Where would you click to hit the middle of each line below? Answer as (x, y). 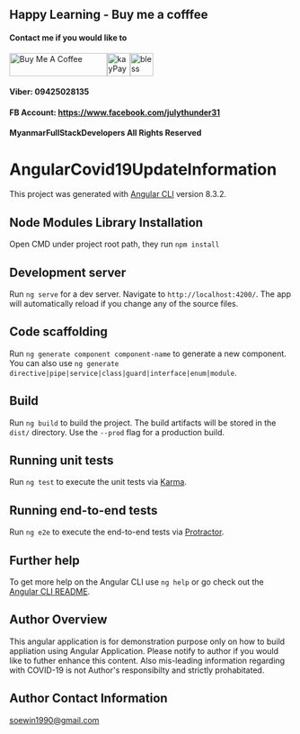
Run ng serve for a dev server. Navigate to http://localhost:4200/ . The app (150, 294)
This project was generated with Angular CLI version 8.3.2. (118, 194)
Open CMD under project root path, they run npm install (115, 244)
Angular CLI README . (50, 591)
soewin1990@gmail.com (54, 720)
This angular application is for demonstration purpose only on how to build (147, 641)
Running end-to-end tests (84, 510)
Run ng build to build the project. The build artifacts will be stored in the (143, 423)
